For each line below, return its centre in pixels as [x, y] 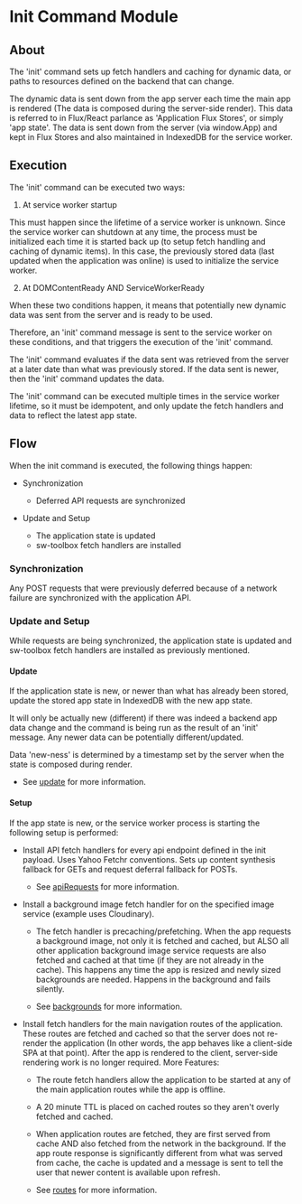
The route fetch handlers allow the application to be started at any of [163, 1079]
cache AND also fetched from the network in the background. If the [161, 1143]
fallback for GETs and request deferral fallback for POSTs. [130, 869]
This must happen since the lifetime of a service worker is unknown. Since [147, 222]
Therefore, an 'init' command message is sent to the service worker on [141, 332]
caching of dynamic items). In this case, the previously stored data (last [142, 251]
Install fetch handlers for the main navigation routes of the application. [153, 1023]
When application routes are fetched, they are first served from [153, 1134]
